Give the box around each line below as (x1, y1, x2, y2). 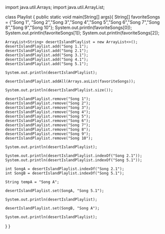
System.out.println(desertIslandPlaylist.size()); (5, 87, 113, 92)
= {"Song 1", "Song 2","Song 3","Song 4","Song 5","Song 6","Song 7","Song (5, 19, 160, 25)
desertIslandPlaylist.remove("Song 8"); (5, 127, 91, 132)
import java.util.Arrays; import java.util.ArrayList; (5, 4, 105, 10)
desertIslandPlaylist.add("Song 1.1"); (5, 44, 89, 49)
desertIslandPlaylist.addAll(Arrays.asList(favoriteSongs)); (5, 79, 136, 84)
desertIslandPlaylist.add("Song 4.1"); (5, 57, 89, 62)
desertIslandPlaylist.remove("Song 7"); (5, 122, 91, 127)
